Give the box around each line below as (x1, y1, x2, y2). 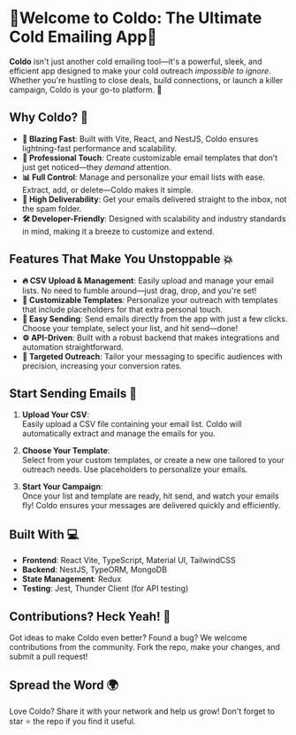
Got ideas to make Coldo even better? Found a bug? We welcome (9, 632, 247, 643)
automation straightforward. (21, 341, 124, 352)
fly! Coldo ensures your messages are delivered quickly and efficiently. (21, 500, 281, 511)
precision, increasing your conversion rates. (21, 360, 183, 371)
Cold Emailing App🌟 (9, 27, 157, 47)
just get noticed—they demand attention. (21, 161, 171, 172)
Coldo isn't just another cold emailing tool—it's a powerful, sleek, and (9, 56, 262, 66)
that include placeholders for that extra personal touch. (21, 304, 224, 314)
